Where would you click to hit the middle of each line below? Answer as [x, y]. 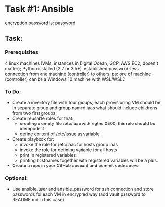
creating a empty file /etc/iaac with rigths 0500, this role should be [87, 123]
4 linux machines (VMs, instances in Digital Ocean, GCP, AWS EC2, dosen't [82, 63]
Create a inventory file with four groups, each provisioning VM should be [86, 102]
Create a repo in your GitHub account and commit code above [76, 165]
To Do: [13, 91]
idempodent [32, 128]
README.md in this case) [38, 200]
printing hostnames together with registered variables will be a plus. [89, 160]
